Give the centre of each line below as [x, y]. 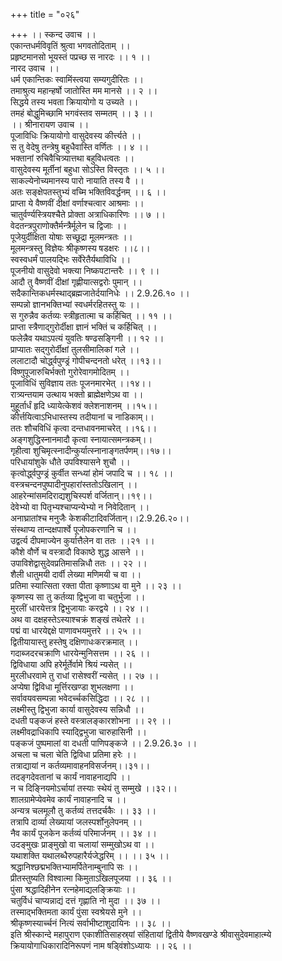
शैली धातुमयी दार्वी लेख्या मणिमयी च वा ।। [76, 574]
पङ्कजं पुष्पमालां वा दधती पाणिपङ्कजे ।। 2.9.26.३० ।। [104, 743]
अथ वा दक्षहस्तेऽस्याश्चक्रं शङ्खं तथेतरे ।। [77, 619]
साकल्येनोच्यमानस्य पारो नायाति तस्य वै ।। [77, 180]
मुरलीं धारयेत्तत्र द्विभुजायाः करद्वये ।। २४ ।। [80, 608]
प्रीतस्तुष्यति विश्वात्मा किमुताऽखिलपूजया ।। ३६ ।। [91, 878]
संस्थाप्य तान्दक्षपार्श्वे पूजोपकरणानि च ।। [73, 529]
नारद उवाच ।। [35, 68]
